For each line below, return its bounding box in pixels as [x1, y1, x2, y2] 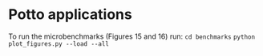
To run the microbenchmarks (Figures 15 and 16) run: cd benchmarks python [8, 32, 255, 41]
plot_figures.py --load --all [8, 39, 110, 48]
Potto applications [8, 6, 132, 24]
